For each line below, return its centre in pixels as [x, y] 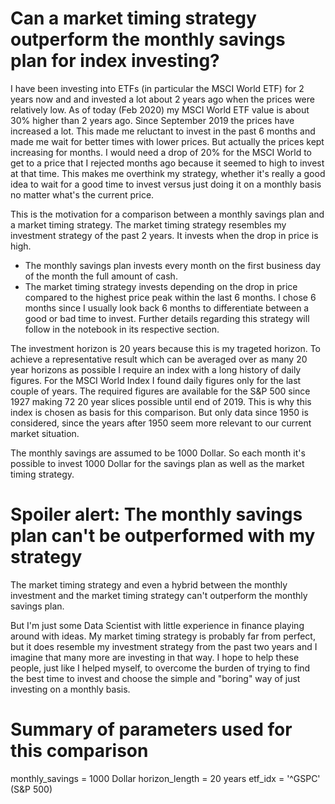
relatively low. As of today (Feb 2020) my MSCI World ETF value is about [160, 109]
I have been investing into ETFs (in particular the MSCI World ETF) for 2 [157, 88]
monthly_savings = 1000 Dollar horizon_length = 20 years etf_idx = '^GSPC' [165, 778]
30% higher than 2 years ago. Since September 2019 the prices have [152, 120]
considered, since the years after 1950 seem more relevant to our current [161, 423]
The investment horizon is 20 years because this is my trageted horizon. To [165, 348]
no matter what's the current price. [82, 194]
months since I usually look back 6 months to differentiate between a [167, 308]
